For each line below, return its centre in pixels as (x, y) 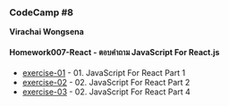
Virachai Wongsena (47, 32)
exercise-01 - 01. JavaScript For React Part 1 (104, 72)
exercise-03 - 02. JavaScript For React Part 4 (106, 92)
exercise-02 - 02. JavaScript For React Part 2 (106, 82)
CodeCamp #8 (42, 12)
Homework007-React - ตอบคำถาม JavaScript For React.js (114, 52)
